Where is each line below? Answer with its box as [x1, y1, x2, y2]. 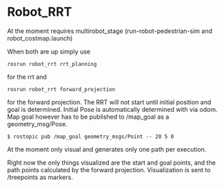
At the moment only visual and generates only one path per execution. [7, 145, 207, 153]
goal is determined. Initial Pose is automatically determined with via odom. [7, 105, 218, 113]
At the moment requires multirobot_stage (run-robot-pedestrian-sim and [7, 27, 212, 35]
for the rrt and [7, 73, 47, 81]
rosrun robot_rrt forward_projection [7, 86, 116, 93]
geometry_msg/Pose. [7, 119, 68, 128]
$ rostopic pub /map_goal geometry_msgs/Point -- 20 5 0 [7, 133, 174, 140]
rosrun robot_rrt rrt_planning [7, 60, 97, 67]
